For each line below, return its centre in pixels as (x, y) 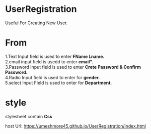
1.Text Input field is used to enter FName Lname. (55, 56)
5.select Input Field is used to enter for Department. (59, 83)
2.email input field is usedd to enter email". (49, 62)
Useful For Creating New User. (37, 23)
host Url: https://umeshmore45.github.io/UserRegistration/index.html (75, 126)
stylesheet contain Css (29, 116)
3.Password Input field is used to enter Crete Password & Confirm (73, 67)
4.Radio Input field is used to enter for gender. (53, 77)
